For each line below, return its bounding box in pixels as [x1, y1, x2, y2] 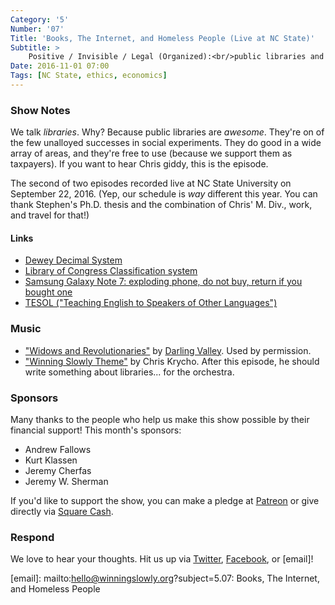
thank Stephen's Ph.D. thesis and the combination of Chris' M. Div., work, [10, 199, 313, 211]
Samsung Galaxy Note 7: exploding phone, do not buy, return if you [24, 276, 303, 288]
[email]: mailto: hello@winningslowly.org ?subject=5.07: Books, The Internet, [10, 572, 320, 585]
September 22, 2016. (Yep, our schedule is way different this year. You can [10, 188, 318, 200]
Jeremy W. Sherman [24, 475, 109, 487]
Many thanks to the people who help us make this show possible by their [10, 413, 310, 425]
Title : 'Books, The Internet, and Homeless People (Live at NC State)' [10, 33, 315, 43]
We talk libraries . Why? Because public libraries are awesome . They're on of [10, 126, 325, 138]
